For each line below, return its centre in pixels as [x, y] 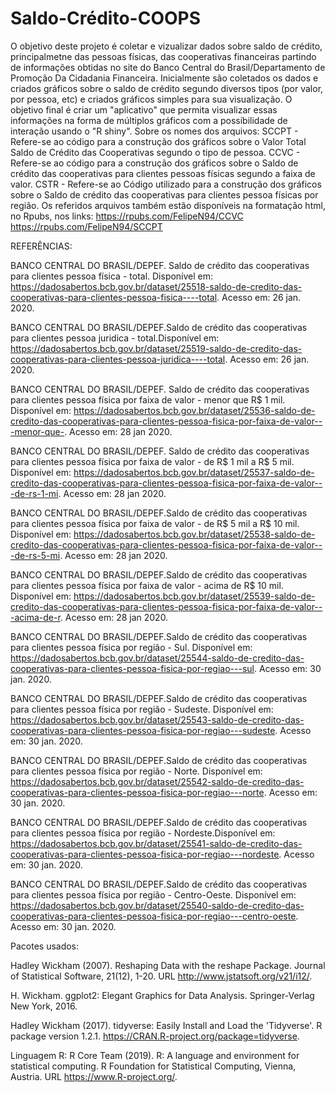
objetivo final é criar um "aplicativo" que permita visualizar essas [144, 109]
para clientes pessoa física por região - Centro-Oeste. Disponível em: [153, 894]
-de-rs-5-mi [35, 555]
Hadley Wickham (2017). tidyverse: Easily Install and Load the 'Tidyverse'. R [166, 1025]
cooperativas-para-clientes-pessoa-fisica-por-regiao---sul [132, 668]
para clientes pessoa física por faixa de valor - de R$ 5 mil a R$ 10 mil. [155, 523]
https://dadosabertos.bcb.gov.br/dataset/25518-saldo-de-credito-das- [156, 286]
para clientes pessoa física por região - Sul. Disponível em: [131, 647]
